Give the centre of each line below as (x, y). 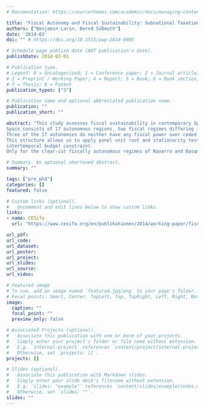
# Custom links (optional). (42, 201)
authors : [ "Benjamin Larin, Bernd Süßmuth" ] (63, 29)
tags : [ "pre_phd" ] (29, 179)
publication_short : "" (35, 112)
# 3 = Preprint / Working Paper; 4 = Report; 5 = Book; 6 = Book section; (103, 79)
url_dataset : (23, 246)
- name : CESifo (25, 218)
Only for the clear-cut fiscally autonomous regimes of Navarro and (95, 152)
